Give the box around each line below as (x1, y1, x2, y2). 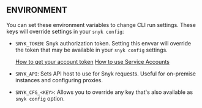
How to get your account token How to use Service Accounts (15, 58, 170, 65)
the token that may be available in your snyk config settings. (15, 46, 168, 53)
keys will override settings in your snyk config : (6, 28, 124, 35)
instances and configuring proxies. (15, 76, 103, 83)
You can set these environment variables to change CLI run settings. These (6, 21, 196, 28)
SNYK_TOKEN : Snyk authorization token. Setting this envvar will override (15, 39, 192, 47)
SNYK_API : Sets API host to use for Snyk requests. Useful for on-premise (15, 70, 196, 77)
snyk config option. (15, 94, 65, 102)
